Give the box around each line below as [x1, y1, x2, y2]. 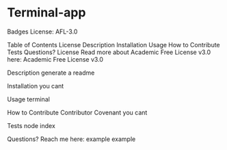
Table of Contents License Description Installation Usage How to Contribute [7, 40, 220, 49]
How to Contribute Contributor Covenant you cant [7, 108, 148, 116]
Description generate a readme [7, 68, 95, 77]
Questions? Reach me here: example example [7, 135, 136, 143]
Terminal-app [7, 5, 86, 21]
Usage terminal [7, 95, 50, 103]
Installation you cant [7, 82, 64, 90]
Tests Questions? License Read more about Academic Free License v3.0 [7, 48, 211, 56]
